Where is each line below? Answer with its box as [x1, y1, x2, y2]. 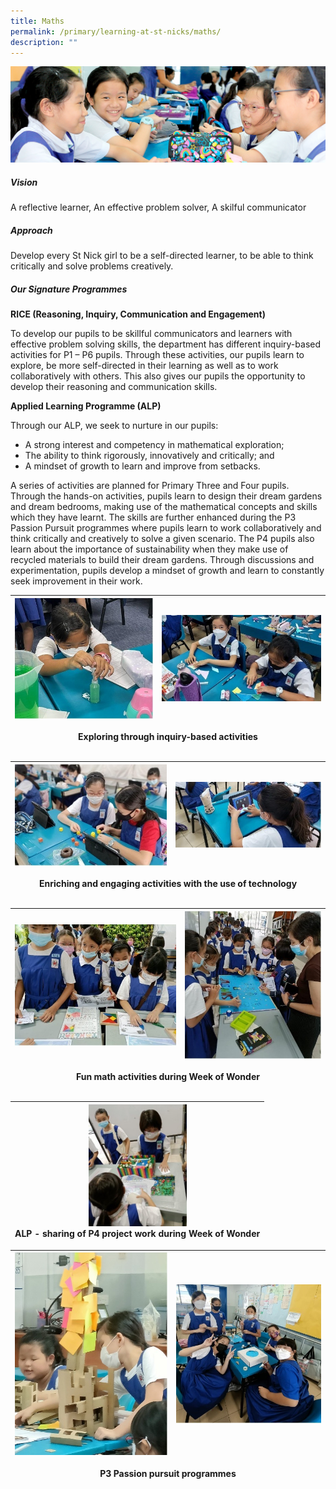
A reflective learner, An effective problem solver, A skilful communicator [10, 201, 307, 214]
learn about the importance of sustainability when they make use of [10, 543, 289, 555]
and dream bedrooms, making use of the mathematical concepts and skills [10, 501, 318, 513]
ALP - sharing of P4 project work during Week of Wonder [14, 1228, 261, 1240]
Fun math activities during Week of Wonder [76, 1071, 260, 1083]
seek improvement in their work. [10, 575, 143, 587]
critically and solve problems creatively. [10, 260, 174, 272]
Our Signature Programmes [10, 283, 128, 295]
